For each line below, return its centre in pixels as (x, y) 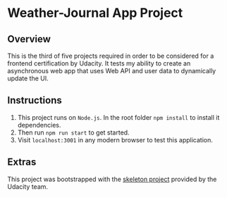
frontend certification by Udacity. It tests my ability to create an (99, 63)
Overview (29, 39)
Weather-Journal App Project (95, 13)
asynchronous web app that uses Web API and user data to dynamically (112, 71)
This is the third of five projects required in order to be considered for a (111, 56)
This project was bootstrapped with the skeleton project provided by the (112, 179)
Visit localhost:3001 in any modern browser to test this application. (115, 140)
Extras (22, 162)
